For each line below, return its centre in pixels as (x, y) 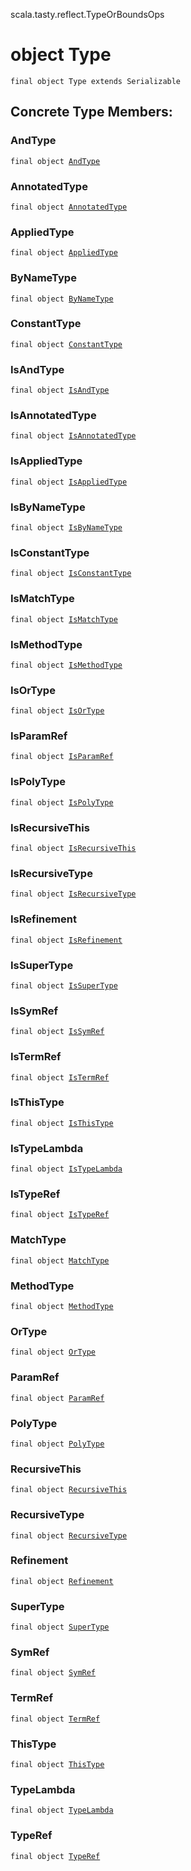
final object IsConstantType (71, 574)
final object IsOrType (57, 711)
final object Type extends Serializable (96, 81)
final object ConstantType (66, 344)
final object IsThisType (62, 1123)
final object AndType (55, 161)
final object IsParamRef (62, 757)
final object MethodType (62, 1307)
